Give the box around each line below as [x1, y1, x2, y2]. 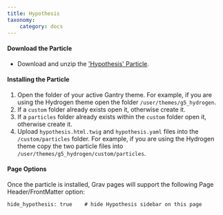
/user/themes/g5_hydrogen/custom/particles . [17, 149, 146, 157]
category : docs [19, 23, 64, 30]
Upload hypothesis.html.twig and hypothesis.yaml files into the [17, 127, 199, 135]
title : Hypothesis [7, 10, 60, 17]
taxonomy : [7, 17, 36, 23]
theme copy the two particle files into [17, 142, 124, 150]
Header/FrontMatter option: [7, 187, 85, 196]
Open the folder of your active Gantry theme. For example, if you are [17, 90, 213, 99]
